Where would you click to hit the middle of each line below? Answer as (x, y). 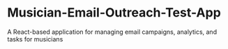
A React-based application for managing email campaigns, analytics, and (112, 32)
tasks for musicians (35, 39)
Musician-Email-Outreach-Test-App (114, 13)
